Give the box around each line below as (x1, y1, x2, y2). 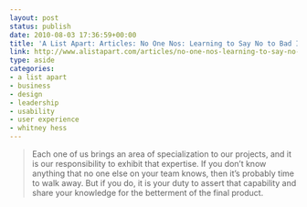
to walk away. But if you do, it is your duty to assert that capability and (31, 178, 297, 188)
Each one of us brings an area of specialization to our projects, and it (31, 149, 292, 160)
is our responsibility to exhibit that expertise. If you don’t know (31, 159, 267, 169)
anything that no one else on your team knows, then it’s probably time (31, 168, 295, 179)
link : (9, 47, 30, 57)
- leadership (9, 98, 59, 108)
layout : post (9, 13, 59, 23)
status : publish (9, 22, 71, 31)
